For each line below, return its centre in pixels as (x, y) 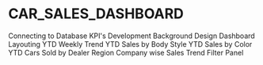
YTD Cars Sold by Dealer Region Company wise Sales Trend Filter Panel (126, 52)
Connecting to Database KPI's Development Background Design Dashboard (131, 36)
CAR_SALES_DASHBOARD (96, 14)
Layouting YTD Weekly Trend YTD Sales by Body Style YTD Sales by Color (130, 44)
